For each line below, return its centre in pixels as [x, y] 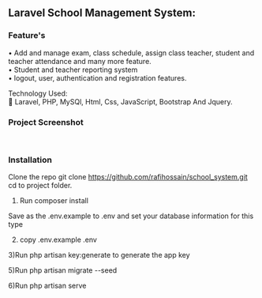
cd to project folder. [40, 186]
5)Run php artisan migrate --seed [63, 270]
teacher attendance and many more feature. [80, 61]
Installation [30, 160]
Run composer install [54, 201]
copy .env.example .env [58, 240]
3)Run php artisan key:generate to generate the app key [99, 255]
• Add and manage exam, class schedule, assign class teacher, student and [131, 53]
